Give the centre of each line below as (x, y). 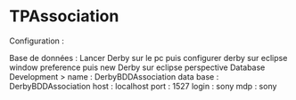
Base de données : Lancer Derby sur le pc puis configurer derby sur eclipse (148, 58)
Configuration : (37, 41)
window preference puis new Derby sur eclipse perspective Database (137, 67)
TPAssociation (64, 16)
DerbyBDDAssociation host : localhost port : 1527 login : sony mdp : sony (143, 86)
